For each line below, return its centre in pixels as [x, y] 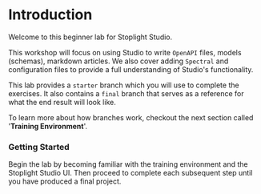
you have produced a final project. [65, 181]
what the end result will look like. [62, 102]
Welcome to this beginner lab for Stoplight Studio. [90, 37]
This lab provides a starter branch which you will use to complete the [124, 85]
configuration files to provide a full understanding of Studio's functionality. [131, 69]
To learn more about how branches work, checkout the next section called [131, 117]
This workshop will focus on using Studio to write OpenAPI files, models [125, 52]
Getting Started [39, 147]
